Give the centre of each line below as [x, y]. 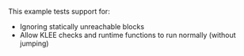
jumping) [34, 43]
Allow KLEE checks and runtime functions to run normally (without [128, 35]
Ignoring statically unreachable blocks [82, 26]
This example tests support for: [59, 11]
